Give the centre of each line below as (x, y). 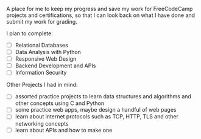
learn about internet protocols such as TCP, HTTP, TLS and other (97, 117)
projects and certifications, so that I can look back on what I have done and (101, 15)
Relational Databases (41, 45)
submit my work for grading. (42, 22)
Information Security (41, 73)
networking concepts (42, 123)
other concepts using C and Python (60, 103)
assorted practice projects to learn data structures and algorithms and (103, 97)
